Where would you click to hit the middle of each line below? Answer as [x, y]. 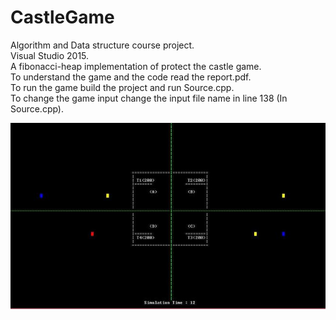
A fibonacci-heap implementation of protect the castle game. [136, 66]
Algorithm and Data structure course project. [102, 45]
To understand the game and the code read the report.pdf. [131, 77]
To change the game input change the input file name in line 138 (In [149, 98]
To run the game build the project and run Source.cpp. [122, 87]
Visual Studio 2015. [50, 55]
